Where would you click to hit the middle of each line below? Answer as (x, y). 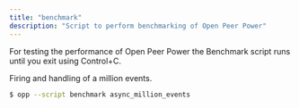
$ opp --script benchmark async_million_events (100, 95)
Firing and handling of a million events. (81, 78)
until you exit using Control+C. (66, 61)
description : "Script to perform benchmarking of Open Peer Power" (138, 26)
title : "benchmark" (46, 17)
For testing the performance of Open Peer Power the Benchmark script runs (150, 51)
